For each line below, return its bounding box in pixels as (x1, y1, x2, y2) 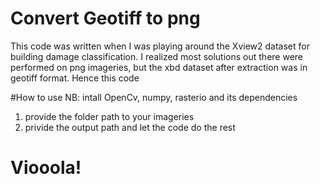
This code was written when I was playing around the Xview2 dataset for (10, 40, 310, 52)
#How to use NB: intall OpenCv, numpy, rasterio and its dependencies (10, 91, 298, 103)
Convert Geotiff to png (10, 7, 201, 30)
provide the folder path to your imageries (24, 110, 195, 122)
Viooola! (10, 157, 82, 179)
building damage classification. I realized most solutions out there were (10, 50, 304, 62)
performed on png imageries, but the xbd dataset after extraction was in (10, 61, 308, 73)
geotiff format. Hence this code (10, 72, 140, 84)
